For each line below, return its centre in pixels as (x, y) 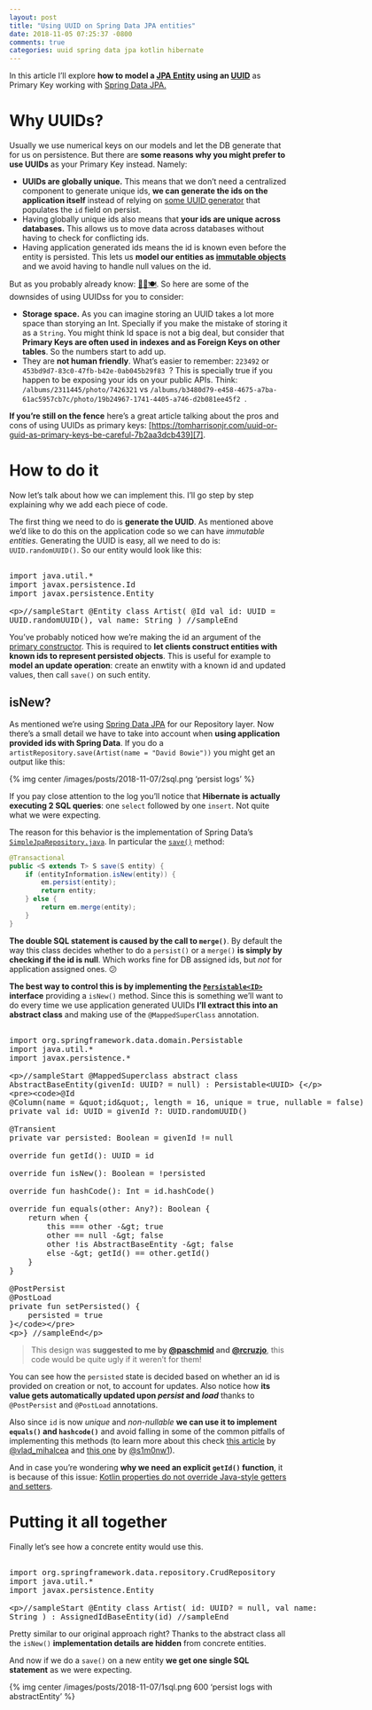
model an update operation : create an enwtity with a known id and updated (147, 665)
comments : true (37, 42)
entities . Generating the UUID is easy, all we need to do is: (115, 541)
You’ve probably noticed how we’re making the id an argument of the (135, 637)
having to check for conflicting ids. (85, 238)
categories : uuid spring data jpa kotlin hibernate (106, 51)
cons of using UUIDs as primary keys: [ (81, 426)
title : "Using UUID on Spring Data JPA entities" (103, 26)
